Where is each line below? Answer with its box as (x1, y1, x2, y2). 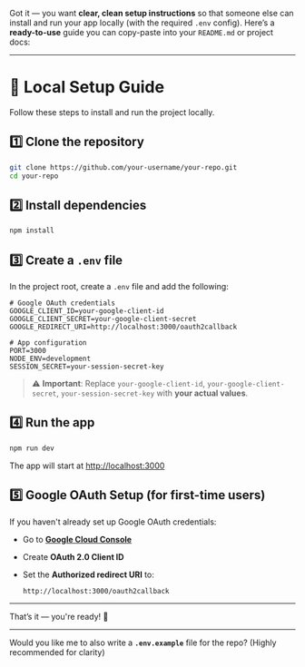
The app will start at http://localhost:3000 (9, 460, 165, 471)
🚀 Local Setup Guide (9, 77, 165, 98)
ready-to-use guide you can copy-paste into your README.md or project (9, 27, 274, 37)
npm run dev (9, 444, 54, 453)
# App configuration (9, 338, 88, 348)
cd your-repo (9, 172, 59, 181)
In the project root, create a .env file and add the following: (9, 281, 229, 291)
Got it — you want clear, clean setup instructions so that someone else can (9, 8, 294, 18)
